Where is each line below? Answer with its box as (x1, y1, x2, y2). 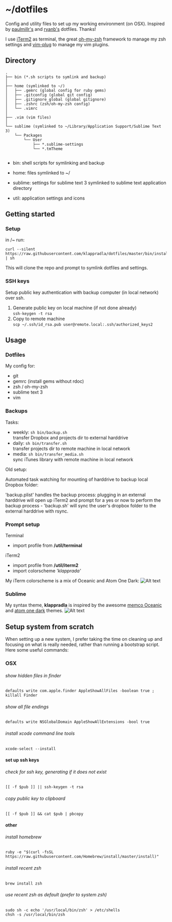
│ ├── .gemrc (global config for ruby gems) (5, 88, 106, 93)
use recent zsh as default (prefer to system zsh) (5, 892, 107, 898)
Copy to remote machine (12, 316, 65, 322)
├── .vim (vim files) (5, 114, 52, 120)
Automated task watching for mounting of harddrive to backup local (5, 476, 148, 482)
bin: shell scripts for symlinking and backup (12, 160, 105, 166)
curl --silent (5, 247, 36, 252)
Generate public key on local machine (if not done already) (12, 304, 137, 311)
